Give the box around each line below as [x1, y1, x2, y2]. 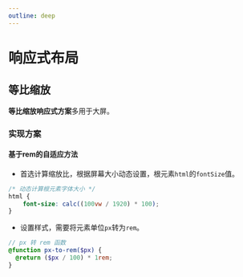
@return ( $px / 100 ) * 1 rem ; [15, 254, 113, 262]
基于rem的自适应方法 [8, 149, 79, 159]
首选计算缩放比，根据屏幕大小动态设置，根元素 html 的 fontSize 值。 [19, 169, 239, 178]
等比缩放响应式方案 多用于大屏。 [8, 106, 114, 116]
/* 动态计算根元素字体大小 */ [8, 185, 96, 193]
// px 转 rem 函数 [8, 238, 67, 247]
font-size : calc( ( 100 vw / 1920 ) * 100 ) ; [22, 200, 160, 208]
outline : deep [8, 11, 56, 20]
